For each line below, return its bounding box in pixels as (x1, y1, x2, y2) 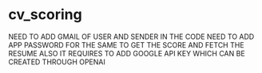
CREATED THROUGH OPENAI (8, 57, 106, 67)
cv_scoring (8, 6, 82, 24)
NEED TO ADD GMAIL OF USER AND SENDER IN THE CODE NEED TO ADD (8, 32, 255, 41)
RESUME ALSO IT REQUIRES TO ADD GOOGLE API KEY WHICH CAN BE (8, 48, 245, 58)
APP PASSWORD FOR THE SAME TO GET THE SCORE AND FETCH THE (8, 40, 245, 49)
